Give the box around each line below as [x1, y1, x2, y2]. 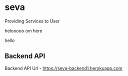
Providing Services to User [4, 18, 60, 24]
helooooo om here [4, 27, 42, 33]
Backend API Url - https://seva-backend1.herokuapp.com [4, 65, 123, 71]
